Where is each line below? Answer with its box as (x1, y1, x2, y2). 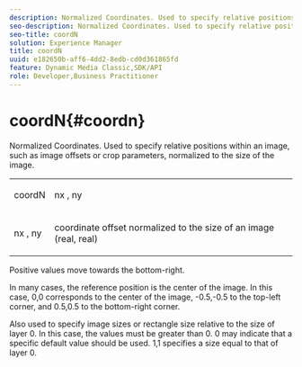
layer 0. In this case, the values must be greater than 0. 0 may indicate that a (9, 327, 293, 338)
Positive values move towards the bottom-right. (9, 264, 185, 275)
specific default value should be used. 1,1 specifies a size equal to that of (9, 337, 279, 348)
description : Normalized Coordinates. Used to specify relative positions (9, 13, 296, 22)
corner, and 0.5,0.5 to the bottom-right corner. (9, 300, 181, 311)
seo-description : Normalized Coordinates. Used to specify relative (9, 22, 271, 31)
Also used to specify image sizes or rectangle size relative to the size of (9, 318, 276, 329)
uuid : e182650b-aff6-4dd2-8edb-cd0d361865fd (9, 55, 179, 64)
